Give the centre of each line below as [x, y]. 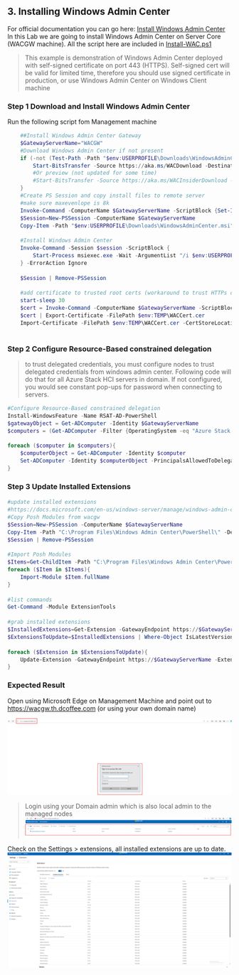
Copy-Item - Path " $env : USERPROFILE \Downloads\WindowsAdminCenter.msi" [127, 226]
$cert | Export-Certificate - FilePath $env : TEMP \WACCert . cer [112, 316]
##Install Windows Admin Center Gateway [81, 136]
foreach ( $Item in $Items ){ [49, 570]
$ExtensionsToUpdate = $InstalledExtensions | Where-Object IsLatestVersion [121, 637]
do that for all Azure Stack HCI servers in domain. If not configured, [123, 379]
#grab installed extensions [49, 622]
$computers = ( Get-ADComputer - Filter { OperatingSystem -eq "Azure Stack [119, 431]
